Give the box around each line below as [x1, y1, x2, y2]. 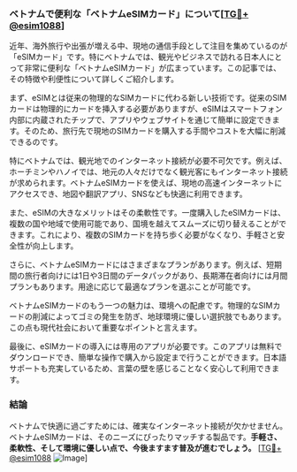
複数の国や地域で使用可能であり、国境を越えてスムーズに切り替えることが [9, 218, 279, 229]
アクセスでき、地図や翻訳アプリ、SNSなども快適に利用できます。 [9, 188, 247, 200]
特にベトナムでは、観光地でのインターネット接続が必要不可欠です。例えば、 [9, 156, 287, 166]
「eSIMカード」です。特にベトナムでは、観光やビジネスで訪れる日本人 [9, 51, 267, 63]
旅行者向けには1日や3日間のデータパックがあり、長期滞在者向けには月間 [24, 270, 288, 281]
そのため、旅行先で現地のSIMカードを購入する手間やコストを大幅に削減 [23, 126, 286, 136]
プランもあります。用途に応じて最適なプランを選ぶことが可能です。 [9, 281, 256, 293]
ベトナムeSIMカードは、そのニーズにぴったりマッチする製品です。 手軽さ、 [9, 431, 283, 442]
